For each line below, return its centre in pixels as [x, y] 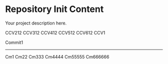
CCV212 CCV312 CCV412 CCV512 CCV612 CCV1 [55, 32]
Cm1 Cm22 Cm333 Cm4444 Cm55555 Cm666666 [57, 56]
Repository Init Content [54, 9]
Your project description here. [36, 23]
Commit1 [14, 42]
